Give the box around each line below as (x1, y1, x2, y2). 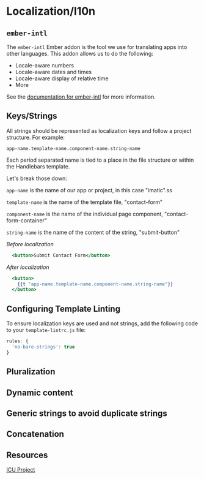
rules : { (6, 338, 29, 344)
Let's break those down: (6, 175, 67, 182)
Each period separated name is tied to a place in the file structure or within (6, 156, 194, 164)
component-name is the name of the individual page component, (6, 210, 163, 217)
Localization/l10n (6, 4, 96, 18)
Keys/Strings (6, 111, 57, 121)
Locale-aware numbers (15, 62, 75, 69)
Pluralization (6, 366, 56, 377)
